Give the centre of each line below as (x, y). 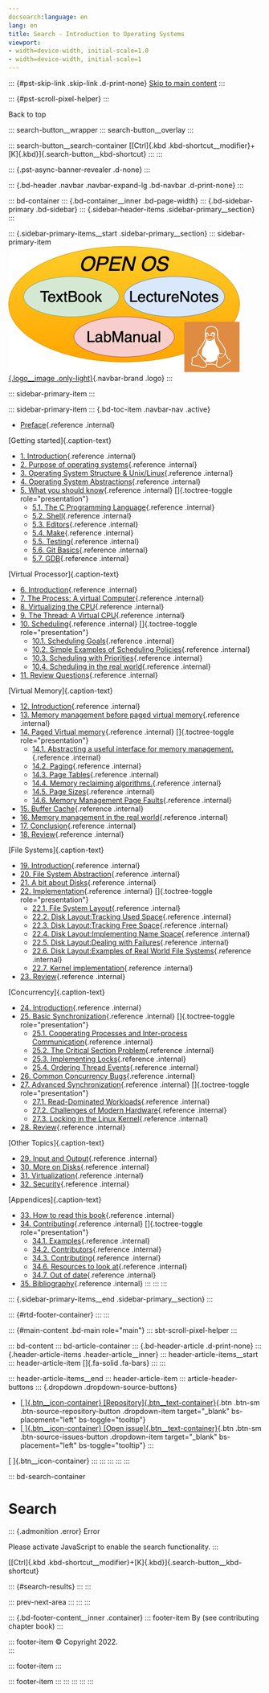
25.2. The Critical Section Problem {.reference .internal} (123, 1050)
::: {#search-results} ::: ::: (50, 1586)
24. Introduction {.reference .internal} (81, 1008)
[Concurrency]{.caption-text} (57, 992)
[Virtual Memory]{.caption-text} (61, 691)
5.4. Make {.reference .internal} (83, 533)
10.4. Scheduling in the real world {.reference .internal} (121, 666)
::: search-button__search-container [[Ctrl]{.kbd (87, 146)
